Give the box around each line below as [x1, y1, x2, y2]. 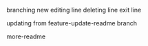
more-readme [6, 32, 46, 41]
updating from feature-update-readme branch [6, 19, 138, 27]
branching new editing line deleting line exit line [6, 6, 142, 14]
